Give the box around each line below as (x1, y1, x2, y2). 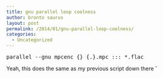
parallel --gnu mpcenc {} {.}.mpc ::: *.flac (6, 54, 144, 60)
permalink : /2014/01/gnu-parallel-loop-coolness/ (6, 25, 135, 32)
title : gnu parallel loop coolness (6, 8, 96, 15)
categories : (6, 31, 36, 37)
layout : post (6, 20, 39, 26)
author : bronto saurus (6, 15, 64, 21)
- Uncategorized (12, 37, 53, 43)
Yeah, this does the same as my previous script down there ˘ (6, 65, 158, 72)
